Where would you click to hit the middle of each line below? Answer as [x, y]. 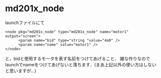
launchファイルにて [25, 22]
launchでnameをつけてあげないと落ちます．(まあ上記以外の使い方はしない [81, 64]
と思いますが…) [21, 71]
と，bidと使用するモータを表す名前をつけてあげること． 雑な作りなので [78, 58]
